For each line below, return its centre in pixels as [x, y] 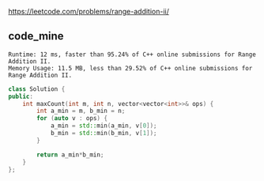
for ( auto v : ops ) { [72, 119]
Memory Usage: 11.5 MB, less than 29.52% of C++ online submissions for [130, 68]
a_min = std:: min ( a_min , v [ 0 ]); [104, 126]
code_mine [36, 36]
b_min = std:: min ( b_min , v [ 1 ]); [104, 134]
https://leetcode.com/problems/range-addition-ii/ [89, 11]
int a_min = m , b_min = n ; [81, 111]
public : [21, 96]
